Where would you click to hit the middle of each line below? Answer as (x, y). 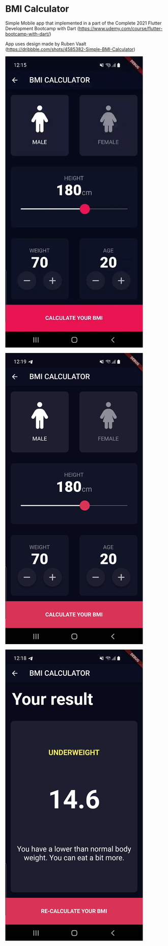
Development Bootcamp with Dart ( (42, 28)
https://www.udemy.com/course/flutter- (121, 28)
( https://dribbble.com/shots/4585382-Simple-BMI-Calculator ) (70, 49)
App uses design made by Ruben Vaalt (46, 43)
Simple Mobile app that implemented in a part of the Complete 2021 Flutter (83, 23)
